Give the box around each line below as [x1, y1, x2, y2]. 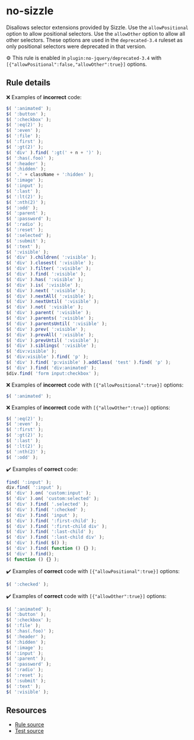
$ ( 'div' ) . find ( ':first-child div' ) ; [6, 523, 108, 529]
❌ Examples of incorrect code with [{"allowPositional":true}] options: [6, 381, 184, 388]
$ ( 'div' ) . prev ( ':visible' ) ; [6, 326, 86, 332]
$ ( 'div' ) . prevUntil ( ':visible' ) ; [6, 337, 100, 343]
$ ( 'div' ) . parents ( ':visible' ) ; [6, 315, 94, 321]
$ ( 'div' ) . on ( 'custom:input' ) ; [6, 490, 92, 497]
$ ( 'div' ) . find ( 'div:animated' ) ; [6, 365, 97, 371]
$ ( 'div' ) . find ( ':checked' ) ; [6, 507, 86, 513]
